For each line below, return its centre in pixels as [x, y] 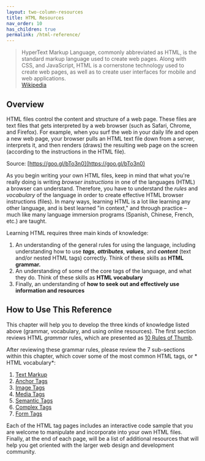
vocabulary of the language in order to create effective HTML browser [95, 195]
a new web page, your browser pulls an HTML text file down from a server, [100, 138]
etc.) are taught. [27, 221]
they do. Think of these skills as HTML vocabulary [79, 277]
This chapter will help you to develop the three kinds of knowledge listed [98, 324]
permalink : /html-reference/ [43, 35]
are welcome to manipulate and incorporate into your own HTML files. [94, 432]
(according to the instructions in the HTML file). [66, 152]
